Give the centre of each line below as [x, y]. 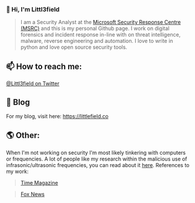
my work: [17, 171]
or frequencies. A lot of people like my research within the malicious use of [97, 159]
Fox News [33, 194]
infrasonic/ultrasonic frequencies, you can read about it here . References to [98, 165]
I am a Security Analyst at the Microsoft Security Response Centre [100, 22]
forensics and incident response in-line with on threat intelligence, [100, 35]
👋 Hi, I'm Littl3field [33, 9]
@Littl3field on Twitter [33, 84]
